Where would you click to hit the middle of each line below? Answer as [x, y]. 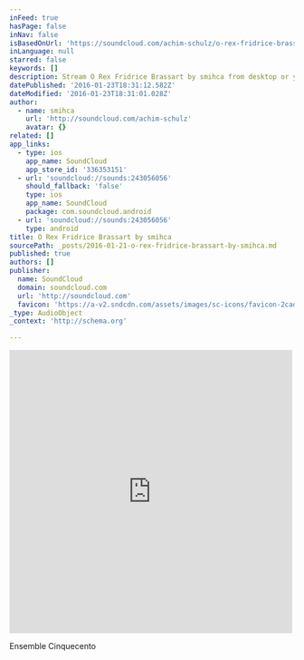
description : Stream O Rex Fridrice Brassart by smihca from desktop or [149, 77]
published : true [40, 254]
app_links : [30, 144]
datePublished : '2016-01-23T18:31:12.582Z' [93, 85]
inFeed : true [34, 18]
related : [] [32, 136]
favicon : [34, 305]
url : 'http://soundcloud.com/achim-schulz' [109, 119]
